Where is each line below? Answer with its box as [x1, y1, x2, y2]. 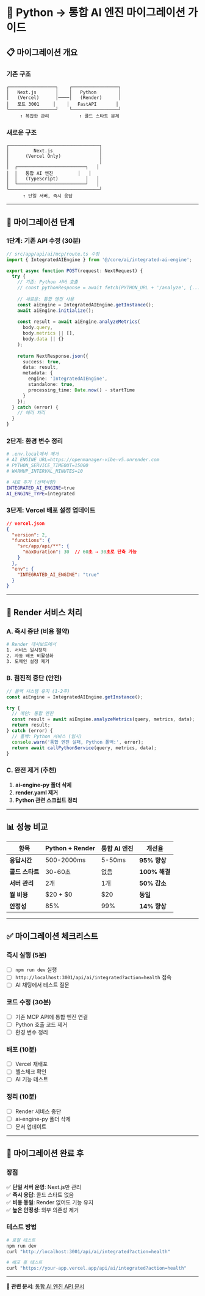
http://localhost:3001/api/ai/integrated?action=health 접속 [15, 974, 172, 981]
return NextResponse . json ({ [17, 353, 88, 359]
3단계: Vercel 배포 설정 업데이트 [6, 506, 96, 514]
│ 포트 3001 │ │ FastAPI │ [6, 101, 119, 107]
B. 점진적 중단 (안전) [6, 674, 62, 683]
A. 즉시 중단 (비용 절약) [6, 627, 70, 635]
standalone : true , [28, 382, 75, 388]
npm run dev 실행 [15, 966, 57, 973]
